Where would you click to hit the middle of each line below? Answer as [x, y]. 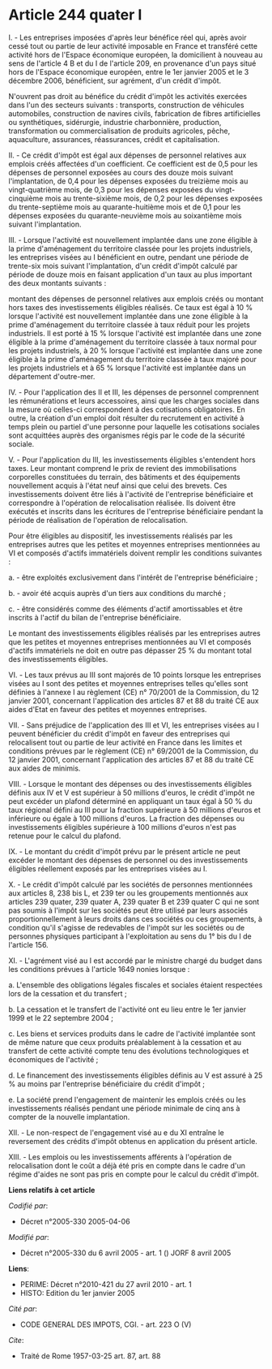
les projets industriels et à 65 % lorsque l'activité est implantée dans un [127, 368]
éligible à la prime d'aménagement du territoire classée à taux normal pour [133, 342]
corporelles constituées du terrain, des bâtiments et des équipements [124, 477]
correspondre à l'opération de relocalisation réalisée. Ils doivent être [122, 503]
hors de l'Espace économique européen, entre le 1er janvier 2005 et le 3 [129, 71]
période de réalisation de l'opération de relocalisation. [98, 520]
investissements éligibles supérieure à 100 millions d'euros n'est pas [123, 827]
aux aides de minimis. [45, 768]
